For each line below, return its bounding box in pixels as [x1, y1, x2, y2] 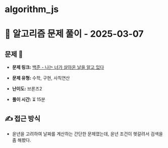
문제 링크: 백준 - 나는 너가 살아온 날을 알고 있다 [12, 64, 104, 70]
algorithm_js [5, 4, 59, 15]
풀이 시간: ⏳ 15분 [12, 96, 46, 103]
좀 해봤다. [12, 137, 31, 143]
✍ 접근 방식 [5, 114, 41, 123]
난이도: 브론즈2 [12, 86, 42, 92]
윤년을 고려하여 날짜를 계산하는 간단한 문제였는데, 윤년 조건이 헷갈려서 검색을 [12, 131, 163, 137]
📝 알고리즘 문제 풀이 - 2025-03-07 [5, 28, 144, 40]
